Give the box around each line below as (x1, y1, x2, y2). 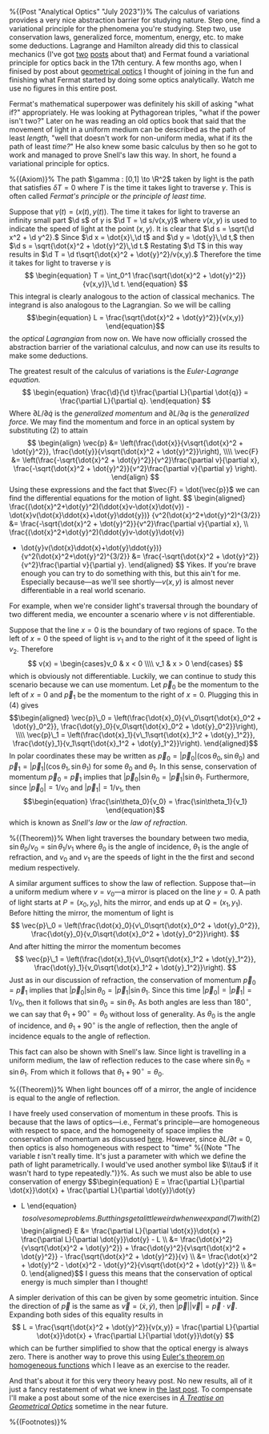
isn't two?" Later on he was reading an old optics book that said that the (9, 116, 247, 125)
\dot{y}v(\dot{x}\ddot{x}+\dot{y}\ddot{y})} (20, 543, 163, 552)
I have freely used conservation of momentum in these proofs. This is (9, 1108, 239, 1118)
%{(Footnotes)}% (9, 1416, 67, 1427)
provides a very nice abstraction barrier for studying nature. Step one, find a (9, 15, 261, 25)
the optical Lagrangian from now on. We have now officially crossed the (9, 334, 247, 343)
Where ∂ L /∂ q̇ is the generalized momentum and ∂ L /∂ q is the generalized (9, 408, 250, 418)
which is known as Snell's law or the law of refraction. (9, 818, 188, 827)
